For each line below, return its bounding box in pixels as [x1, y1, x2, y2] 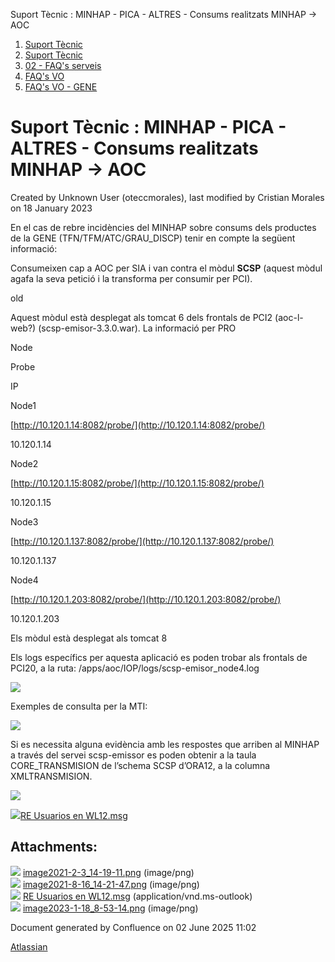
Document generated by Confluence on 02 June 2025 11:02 [10, 921, 257, 933]
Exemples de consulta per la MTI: [10, 700, 148, 712]
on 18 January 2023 [10, 202, 93, 214]
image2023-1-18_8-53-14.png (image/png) [22, 902, 199, 914]
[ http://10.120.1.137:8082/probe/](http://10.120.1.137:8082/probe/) [10, 535, 275, 547]
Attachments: [10, 839, 98, 856]
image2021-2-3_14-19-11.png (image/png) [22, 866, 195, 878]
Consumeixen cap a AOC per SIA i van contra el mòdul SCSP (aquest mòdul [10, 262, 323, 274]
